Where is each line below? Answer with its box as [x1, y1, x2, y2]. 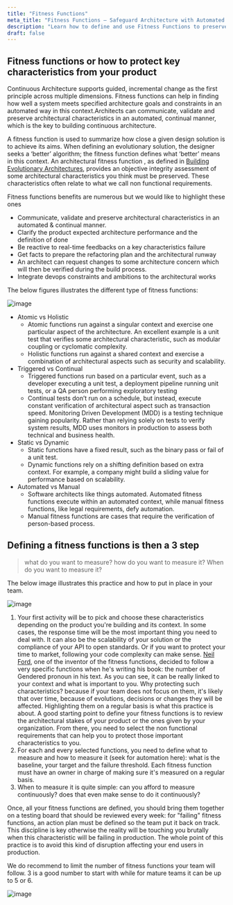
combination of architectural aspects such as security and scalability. [27, 357, 226, 365]
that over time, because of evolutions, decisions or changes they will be [17, 694, 223, 702]
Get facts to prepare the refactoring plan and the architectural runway [17, 251, 217, 259]
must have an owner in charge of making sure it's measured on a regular [17, 768, 225, 777]
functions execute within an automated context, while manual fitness [27, 497, 224, 506]
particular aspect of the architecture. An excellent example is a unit [27, 328, 220, 336]
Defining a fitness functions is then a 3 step [7, 540, 200, 551]
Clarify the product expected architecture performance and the [17, 229, 198, 237]
